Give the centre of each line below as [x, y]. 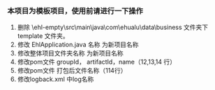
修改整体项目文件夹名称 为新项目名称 [70, 53]
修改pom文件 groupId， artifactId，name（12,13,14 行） [97, 62]
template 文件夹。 [43, 36]
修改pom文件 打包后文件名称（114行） [72, 71]
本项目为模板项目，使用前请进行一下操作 [75, 10]
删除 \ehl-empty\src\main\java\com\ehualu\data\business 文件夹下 [113, 27]
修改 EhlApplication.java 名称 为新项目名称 [78, 45]
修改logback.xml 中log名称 [55, 79]
